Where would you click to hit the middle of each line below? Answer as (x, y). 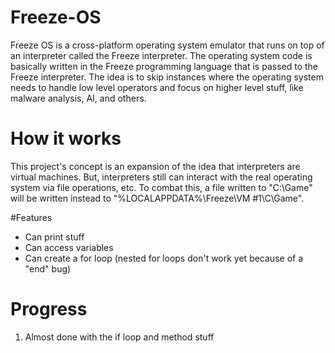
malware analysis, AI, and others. (78, 98)
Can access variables (69, 247)
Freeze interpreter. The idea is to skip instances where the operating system (167, 77)
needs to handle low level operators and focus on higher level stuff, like (157, 87)
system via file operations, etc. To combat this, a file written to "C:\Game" (161, 187)
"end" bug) (48, 268)
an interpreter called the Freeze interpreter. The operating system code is (161, 55)
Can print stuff (54, 237)
